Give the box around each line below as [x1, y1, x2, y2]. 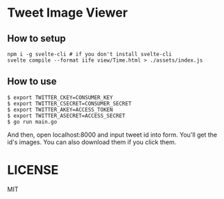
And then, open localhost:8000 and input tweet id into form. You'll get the [7, 130, 218, 139]
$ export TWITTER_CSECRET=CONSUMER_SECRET [7, 100, 132, 107]
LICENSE [7, 162, 59, 178]
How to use [7, 76, 57, 87]
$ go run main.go [7, 118, 58, 126]
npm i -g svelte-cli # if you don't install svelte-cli [7, 51, 172, 58]
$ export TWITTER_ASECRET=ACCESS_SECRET [7, 112, 126, 119]
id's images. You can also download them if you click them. [7, 137, 177, 146]
